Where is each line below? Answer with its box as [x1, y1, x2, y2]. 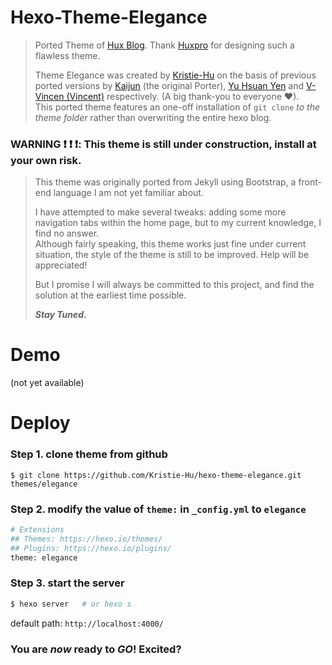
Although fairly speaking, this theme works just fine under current [34, 238, 307, 250]
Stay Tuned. [34, 309, 87, 321]
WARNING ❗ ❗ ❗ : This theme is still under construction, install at [10, 137, 317, 151]
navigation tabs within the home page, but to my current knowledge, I [34, 217, 322, 229]
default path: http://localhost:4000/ [10, 617, 164, 629]
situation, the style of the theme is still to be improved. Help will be [34, 249, 310, 261]
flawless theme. [34, 49, 101, 61]
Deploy [10, 412, 71, 435]
